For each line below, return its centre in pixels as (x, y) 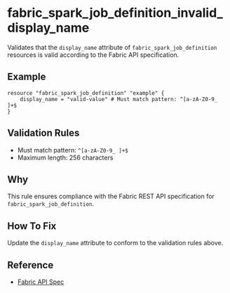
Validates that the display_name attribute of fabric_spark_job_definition (112, 47)
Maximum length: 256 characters (65, 157)
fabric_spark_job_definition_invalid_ (115, 13)
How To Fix (32, 226)
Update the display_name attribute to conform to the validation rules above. (115, 243)
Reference (31, 265)
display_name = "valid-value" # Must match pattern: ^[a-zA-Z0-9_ (119, 99)
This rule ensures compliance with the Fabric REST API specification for (111, 196)
